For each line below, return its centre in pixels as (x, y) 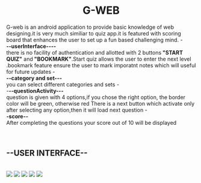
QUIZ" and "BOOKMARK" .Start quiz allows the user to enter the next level (99, 59)
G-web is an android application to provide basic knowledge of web (90, 27)
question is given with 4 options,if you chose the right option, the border (96, 97)
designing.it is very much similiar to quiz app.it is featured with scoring (94, 33)
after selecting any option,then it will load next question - (77, 110)
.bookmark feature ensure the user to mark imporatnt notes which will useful (101, 65)
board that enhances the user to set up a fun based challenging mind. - (94, 40)
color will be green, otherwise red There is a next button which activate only (100, 103)
